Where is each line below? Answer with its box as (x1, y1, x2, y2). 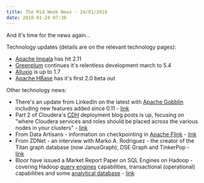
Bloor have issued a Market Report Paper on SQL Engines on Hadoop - (15, 156, 193, 163)
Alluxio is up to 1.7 (15, 68, 61, 75)
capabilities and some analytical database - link (15, 169, 135, 177)
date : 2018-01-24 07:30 (6, 15, 67, 21)
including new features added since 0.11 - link (15, 104, 130, 112)
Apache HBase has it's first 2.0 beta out (15, 74, 116, 82)
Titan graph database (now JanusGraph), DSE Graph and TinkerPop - (15, 143, 190, 151)
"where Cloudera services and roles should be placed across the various (15, 117, 199, 125)
